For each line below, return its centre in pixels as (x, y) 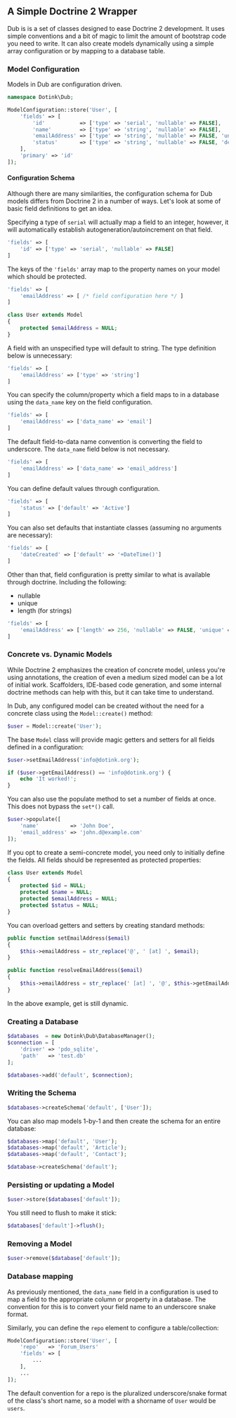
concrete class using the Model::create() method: (80, 713)
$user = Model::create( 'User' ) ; (54, 726)
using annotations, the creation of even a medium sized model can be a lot (115, 677)
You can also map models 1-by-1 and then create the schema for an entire (114, 1121)
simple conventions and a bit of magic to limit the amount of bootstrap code (117, 36)
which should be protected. (47, 276)
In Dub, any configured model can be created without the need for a (106, 706)
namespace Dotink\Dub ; (40, 98)
